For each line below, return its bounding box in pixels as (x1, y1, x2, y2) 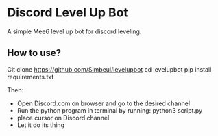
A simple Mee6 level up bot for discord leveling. (7, 27, 142, 36)
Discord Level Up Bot (7, 5, 129, 21)
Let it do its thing (16, 121, 65, 129)
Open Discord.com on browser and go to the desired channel (16, 99, 191, 107)
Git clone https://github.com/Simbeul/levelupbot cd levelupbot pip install (7, 65, 212, 73)
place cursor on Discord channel (16, 113, 110, 122)
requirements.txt (7, 72, 54, 81)
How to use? (7, 47, 62, 59)
